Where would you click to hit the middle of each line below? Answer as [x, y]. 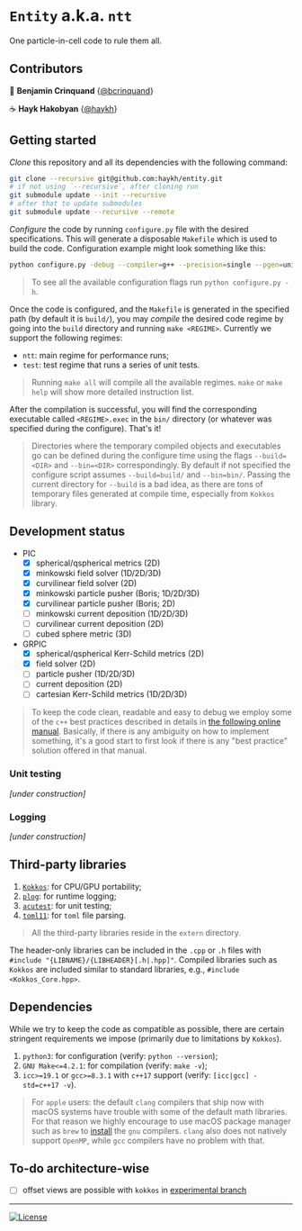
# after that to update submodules [76, 204]
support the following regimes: [66, 338]
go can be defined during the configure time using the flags [142, 455]
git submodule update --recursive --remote [92, 213]
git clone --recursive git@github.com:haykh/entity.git [116, 178]
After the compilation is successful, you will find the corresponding [133, 409]
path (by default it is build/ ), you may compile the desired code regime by [147, 318]
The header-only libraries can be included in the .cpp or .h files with [136, 950]
